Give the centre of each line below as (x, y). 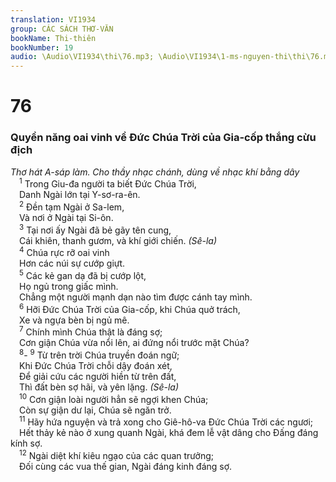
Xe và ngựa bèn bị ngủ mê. (74, 320)
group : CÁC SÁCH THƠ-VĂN (62, 29)
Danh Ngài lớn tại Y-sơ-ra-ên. (80, 195)
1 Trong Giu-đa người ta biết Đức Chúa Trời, (108, 183)
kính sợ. (26, 443)
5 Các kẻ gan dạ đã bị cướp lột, (83, 274)
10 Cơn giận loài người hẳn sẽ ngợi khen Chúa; (114, 398)
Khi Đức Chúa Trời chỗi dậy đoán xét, (96, 365)
